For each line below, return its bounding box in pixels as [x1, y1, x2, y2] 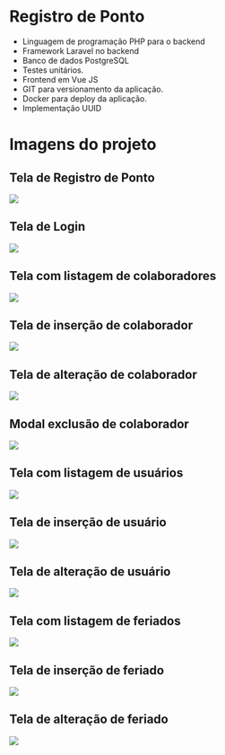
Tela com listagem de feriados [9, 613, 181, 628]
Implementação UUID [22, 102, 102, 113]
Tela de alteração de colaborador [9, 366, 197, 382]
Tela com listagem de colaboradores [9, 268, 217, 284]
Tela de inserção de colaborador [9, 317, 194, 333]
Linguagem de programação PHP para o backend [22, 36, 206, 47]
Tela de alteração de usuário [9, 564, 171, 580]
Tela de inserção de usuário [9, 514, 168, 531]
